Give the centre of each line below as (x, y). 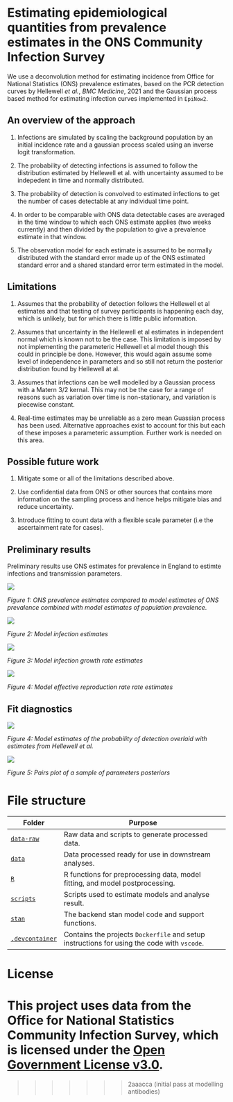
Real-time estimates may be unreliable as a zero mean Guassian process (121, 418)
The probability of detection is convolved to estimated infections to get (118, 193)
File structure (47, 801)
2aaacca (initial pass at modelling (176, 1084)
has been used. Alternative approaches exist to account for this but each (121, 425)
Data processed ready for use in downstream (137, 854)
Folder (34, 823)
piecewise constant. (46, 404)
